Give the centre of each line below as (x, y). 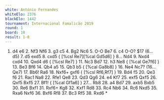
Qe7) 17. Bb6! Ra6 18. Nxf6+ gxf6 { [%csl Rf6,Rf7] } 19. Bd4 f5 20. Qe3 (83, 72)
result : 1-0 (17, 37)
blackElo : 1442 (21, 19)
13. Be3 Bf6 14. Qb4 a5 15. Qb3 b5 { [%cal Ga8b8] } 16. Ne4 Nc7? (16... (84, 67)
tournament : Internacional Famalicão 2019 (49, 23)
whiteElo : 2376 (21, 14)
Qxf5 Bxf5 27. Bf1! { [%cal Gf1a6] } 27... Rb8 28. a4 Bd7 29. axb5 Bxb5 (83, 82)
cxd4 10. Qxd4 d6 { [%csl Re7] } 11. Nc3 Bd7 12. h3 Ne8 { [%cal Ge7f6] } (86, 62)
